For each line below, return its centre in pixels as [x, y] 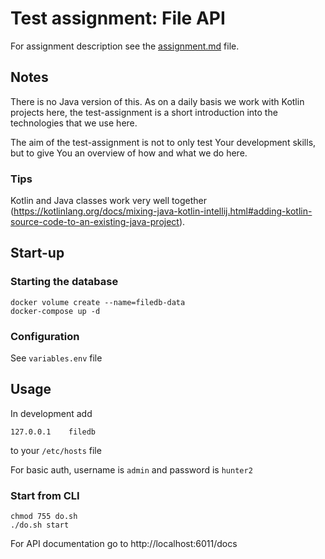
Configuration [45, 336]
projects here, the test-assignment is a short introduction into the [144, 112]
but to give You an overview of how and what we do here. [129, 153]
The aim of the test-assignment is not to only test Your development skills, [163, 142]
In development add [51, 413]
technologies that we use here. [74, 123]
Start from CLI [45, 495]
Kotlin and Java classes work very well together [108, 201]
